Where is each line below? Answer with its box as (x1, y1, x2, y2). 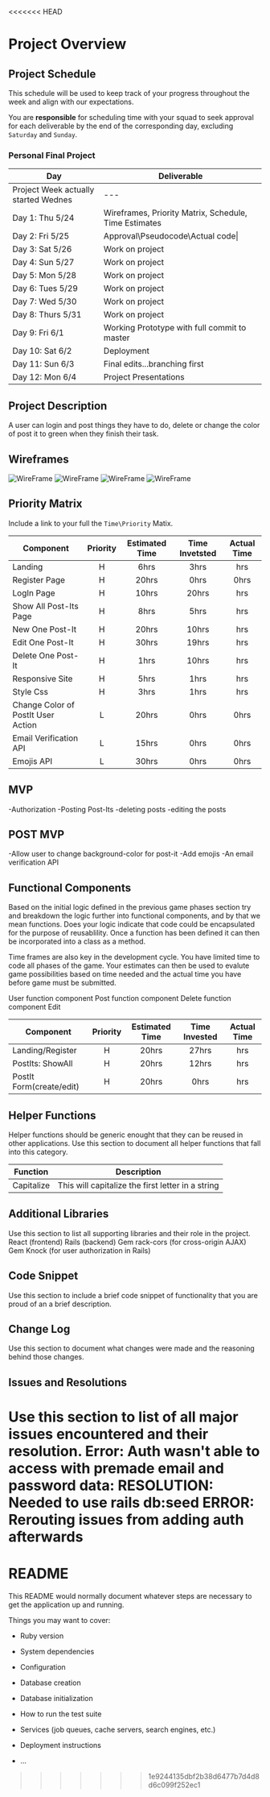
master (103, 332, 130, 343)
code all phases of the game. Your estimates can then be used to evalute (8, 961, 250, 970)
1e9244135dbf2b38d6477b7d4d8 (148, 1771, 260, 1781)
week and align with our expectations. (8, 97, 134, 106)
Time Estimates (103, 218, 162, 229)
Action (12, 719, 38, 730)
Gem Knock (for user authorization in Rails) (8, 1245, 151, 1255)
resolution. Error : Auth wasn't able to (8, 1442, 260, 1460)
